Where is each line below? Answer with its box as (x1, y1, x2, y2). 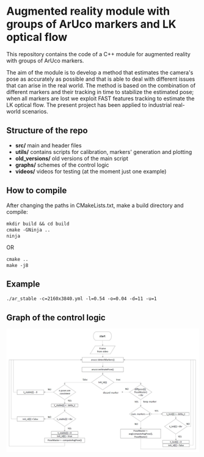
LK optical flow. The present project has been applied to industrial (6, 101, 172, 108)
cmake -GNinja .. (6, 227, 51, 233)
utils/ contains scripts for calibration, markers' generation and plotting (15, 148, 192, 155)
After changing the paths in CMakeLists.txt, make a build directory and (6, 202, 184, 209)
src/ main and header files (15, 142, 82, 149)
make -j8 (6, 262, 29, 268)
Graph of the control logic (6, 312, 106, 323)
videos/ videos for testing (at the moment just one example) (15, 167, 167, 175)
